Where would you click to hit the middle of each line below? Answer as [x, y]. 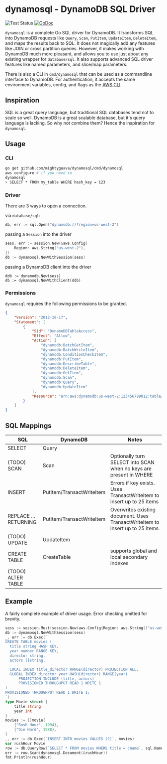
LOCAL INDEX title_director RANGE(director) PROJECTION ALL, [74, 669]
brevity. [13, 618]
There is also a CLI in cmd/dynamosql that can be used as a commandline [79, 74]
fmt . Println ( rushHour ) [29, 758]
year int [23, 711]
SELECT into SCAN [132, 462]
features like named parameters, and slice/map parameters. [66, 64]
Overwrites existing [133, 509]
